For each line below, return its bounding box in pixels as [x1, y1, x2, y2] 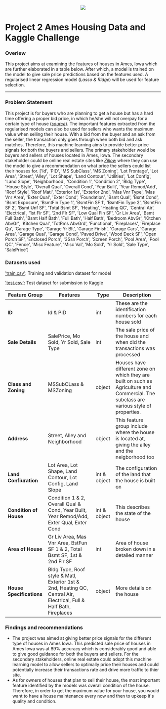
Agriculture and [115, 384, 152, 391]
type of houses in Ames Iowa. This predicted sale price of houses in [12, 640, 151, 647]
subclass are [115, 396, 145, 403]
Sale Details [7, 339, 36, 346]
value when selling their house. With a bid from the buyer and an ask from [5, 131, 156, 137]
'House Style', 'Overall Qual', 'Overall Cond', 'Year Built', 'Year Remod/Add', [5, 183, 158, 190]
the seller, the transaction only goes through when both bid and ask [5, 136, 143, 142]
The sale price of [115, 327, 155, 334]
